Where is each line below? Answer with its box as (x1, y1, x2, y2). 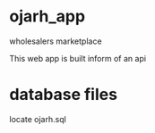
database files (9, 85, 118, 104)
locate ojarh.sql (9, 113, 67, 124)
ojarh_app (9, 6, 86, 27)
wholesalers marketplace (9, 36, 102, 46)
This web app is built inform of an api (9, 53, 146, 63)
